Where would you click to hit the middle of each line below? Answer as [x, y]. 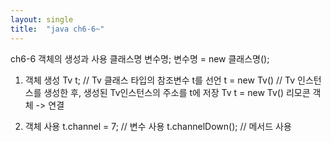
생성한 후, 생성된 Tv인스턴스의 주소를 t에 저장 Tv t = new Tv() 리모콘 [177, 92]
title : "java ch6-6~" [57, 29]
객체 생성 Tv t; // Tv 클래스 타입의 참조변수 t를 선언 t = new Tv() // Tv [160, 80]
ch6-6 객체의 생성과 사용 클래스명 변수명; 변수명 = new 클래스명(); [140, 58]
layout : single [42, 19]
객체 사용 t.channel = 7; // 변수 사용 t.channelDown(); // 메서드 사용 [158, 126]
